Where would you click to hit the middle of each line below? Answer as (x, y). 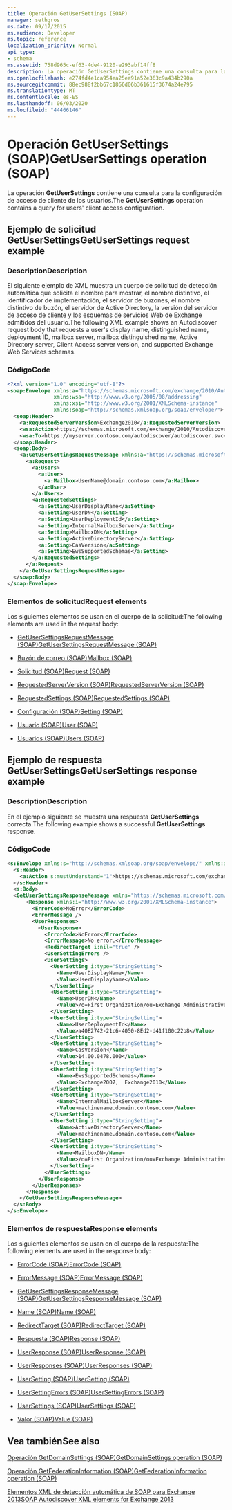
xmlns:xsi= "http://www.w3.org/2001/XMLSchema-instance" (135, 403)
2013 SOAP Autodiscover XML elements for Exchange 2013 (90, 1500)
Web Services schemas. (41, 352)
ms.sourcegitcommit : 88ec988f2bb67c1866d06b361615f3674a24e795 (100, 84)
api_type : (21, 53)
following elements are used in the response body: (79, 1251)
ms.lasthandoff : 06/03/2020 (48, 104)
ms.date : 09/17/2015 (37, 26)
